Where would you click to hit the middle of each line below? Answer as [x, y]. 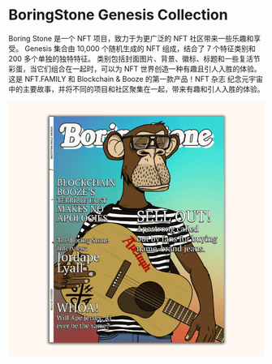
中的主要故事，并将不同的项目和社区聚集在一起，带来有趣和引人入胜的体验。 [136, 89]
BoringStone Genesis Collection [119, 15]
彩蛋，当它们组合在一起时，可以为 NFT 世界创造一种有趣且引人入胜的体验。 [135, 69]
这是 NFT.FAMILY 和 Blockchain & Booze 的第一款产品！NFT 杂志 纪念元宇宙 [136, 79]
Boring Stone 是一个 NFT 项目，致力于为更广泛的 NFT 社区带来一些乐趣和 [131, 38]
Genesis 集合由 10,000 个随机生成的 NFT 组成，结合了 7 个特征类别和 [140, 48]
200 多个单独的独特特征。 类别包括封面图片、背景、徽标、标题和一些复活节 [135, 58]
